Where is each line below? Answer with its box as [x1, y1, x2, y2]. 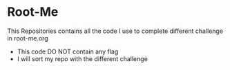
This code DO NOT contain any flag [17, 47, 119, 56]
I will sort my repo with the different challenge [17, 54, 148, 62]
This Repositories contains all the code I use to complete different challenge [7, 27, 223, 35]
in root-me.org [7, 34, 48, 42]
